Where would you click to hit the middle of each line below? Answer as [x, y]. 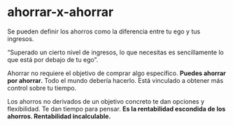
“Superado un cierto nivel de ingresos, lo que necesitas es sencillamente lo [115, 52]
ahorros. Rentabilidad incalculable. [59, 116]
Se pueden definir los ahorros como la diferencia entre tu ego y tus [104, 31]
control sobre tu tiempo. [42, 88]
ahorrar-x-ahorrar [61, 12]
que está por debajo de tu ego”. [53, 59]
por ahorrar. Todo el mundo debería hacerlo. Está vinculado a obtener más [115, 80]
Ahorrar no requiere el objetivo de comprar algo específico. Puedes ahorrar [116, 73]
